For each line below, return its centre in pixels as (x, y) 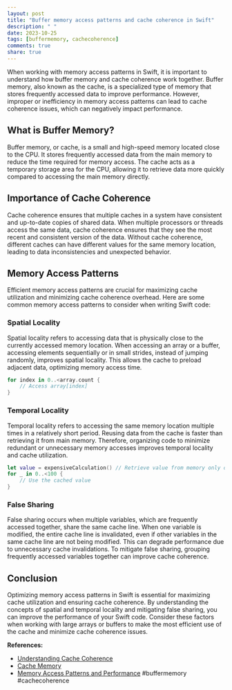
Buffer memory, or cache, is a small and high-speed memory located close (113, 147)
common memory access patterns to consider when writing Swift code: (109, 305)
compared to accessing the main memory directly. (79, 176)
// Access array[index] (54, 386)
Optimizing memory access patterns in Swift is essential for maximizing (109, 595)
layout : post (26, 13)
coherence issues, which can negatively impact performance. (95, 109)
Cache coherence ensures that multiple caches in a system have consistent (115, 215)
